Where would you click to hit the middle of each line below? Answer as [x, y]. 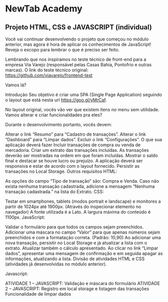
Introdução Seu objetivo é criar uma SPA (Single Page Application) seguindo [84, 95]
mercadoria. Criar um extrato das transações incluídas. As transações [77, 150]
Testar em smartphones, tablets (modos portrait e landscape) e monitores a [83, 201]
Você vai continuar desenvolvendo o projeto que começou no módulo [77, 39]
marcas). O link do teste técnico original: [47, 70]
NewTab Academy [44, 9]
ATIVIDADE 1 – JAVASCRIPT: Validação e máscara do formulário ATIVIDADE [83, 283]
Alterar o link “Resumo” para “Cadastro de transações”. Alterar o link [75, 134]
